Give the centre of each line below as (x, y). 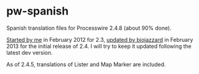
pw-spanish (38, 11)
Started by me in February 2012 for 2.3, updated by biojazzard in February (100, 39)
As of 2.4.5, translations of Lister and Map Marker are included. (86, 64)
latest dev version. (30, 52)
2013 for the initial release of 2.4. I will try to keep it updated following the (99, 46)
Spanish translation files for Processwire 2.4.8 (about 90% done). (89, 28)
